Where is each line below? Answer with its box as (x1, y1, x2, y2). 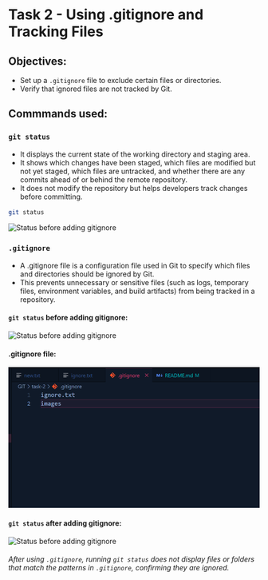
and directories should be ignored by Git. (19, 269, 155, 279)
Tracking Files (8, 22, 104, 41)
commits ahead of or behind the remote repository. (19, 174, 187, 185)
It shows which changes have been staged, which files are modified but (19, 157, 256, 167)
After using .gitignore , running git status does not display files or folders (8, 554, 255, 564)
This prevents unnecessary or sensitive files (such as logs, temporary (19, 277, 249, 287)
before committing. (19, 192, 83, 201)
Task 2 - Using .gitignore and (8, 6, 204, 24)
